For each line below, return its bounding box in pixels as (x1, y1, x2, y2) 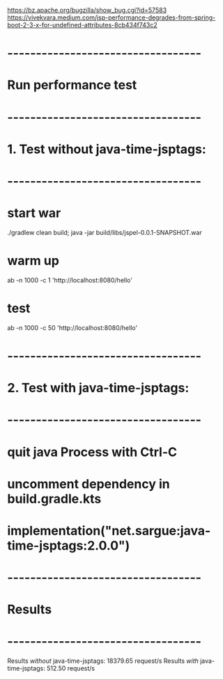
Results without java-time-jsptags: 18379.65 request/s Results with (7, 657, 199, 665)
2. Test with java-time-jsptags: (7, 380, 190, 396)
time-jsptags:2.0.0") (7, 538, 130, 553)
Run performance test (7, 77, 137, 93)
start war (7, 206, 61, 221)
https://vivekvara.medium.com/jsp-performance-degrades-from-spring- (7, 13, 216, 22)
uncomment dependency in (7, 476, 170, 492)
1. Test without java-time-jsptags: (7, 141, 207, 157)
